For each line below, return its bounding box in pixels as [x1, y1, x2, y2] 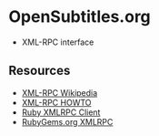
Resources [8, 63, 71, 78]
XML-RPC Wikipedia [21, 87, 98, 98]
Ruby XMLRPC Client [21, 107, 101, 118]
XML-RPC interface [21, 37, 94, 47]
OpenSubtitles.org [8, 6, 151, 27]
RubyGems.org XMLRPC [21, 116, 114, 127]
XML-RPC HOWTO [21, 97, 92, 108]
